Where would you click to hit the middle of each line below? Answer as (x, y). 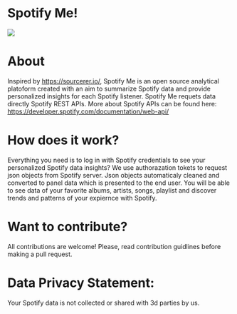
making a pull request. (40, 254)
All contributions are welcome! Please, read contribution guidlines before (114, 246)
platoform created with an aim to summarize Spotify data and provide (109, 88)
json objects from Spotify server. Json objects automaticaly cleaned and (114, 175)
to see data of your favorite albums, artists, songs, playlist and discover (112, 190)
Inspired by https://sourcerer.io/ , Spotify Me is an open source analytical (113, 81)
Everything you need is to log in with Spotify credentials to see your (106, 160)
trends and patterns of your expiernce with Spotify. (82, 198)
